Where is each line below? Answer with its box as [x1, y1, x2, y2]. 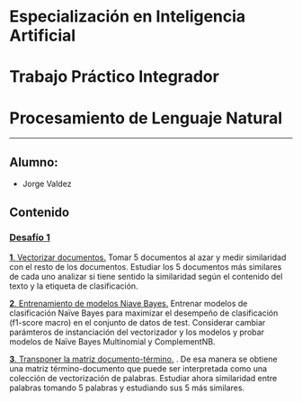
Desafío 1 [9, 231, 51, 244]
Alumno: [9, 155, 58, 170]
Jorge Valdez [22, 178, 72, 190]
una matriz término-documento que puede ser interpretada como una [9, 362, 268, 374]
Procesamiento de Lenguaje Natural [9, 108, 283, 128]
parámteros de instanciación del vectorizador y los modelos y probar [9, 326, 265, 337]
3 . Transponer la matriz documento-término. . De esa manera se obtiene [9, 353, 278, 364]
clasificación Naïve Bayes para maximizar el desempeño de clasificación [9, 308, 279, 318]
